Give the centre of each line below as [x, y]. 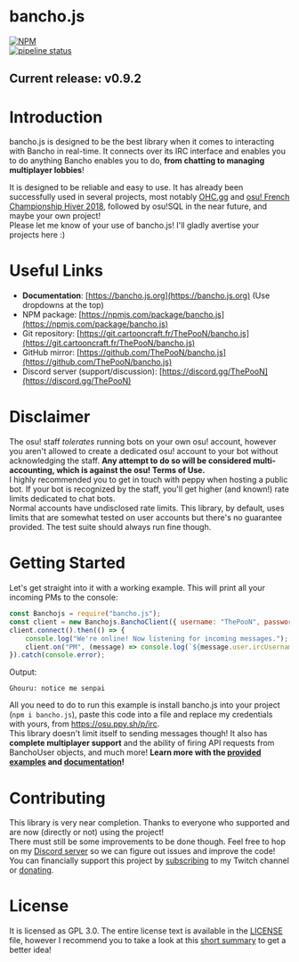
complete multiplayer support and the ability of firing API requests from [142, 743]
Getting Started [68, 563]
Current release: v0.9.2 [76, 79]
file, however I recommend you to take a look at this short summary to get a [148, 941]
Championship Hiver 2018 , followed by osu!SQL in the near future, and [138, 206]
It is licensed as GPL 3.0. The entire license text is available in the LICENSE [146, 931]
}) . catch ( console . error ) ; [57, 655]
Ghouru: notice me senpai [57, 689]
